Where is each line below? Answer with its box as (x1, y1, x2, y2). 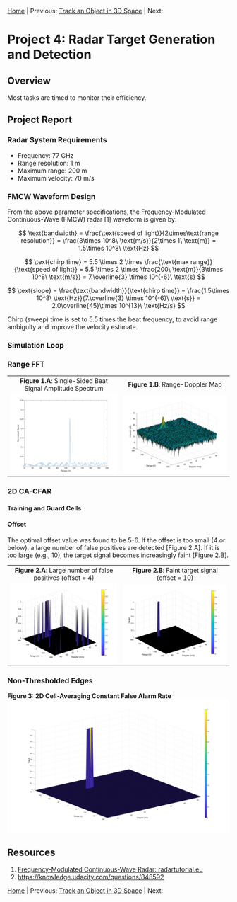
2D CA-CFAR (7, 486, 52, 496)
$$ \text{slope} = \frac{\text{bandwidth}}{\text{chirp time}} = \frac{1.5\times (7, 286, 230, 295)
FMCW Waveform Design (7, 191, 96, 201)
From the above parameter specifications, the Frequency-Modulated (7, 207, 206, 216)
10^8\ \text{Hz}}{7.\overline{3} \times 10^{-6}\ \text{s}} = (36, 294, 201, 302)
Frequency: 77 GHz (17, 151, 74, 159)
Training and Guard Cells (7, 503, 82, 513)
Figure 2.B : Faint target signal (132, 566, 219, 574)
